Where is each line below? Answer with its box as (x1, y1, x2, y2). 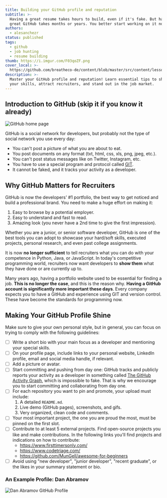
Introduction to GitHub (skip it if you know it (5, 100, 143, 109)
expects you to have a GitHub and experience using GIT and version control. (5, 291, 162, 297)
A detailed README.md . (19, 399, 64, 405)
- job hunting (9, 49, 39, 54)
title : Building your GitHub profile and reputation (5, 7, 117, 12)
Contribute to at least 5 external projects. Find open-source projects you (12, 426, 161, 432)
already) (5, 108, 32, 116)
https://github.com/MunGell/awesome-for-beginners (19, 453, 128, 459)
